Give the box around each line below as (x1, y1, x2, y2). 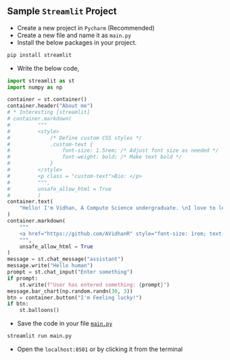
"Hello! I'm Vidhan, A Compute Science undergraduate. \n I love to (19, 205, 216, 212)
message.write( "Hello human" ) (7, 262, 94, 269)
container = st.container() (7, 96, 88, 103)
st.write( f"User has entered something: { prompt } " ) (19, 281, 170, 288)
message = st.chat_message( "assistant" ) (7, 256, 125, 263)
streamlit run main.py (7, 333, 72, 339)
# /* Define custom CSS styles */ (7, 134, 142, 142)
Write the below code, (16, 64, 80, 72)
